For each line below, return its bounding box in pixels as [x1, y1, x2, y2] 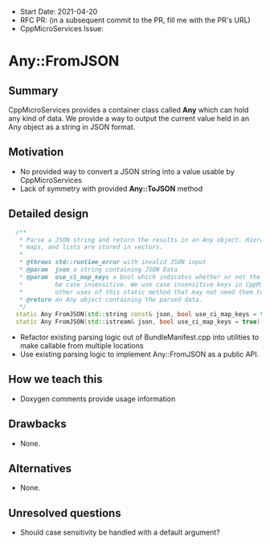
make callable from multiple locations [19, 341, 144, 350]
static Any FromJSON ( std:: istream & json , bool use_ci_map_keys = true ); [15, 318, 264, 326]
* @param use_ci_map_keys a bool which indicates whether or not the [18, 273, 261, 281]
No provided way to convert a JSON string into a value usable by [19, 166, 235, 176]
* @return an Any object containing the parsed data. [18, 295, 203, 303]
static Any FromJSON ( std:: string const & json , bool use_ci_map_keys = [15, 311, 257, 319]
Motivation [8, 145, 64, 159]
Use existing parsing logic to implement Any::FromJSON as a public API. [19, 349, 260, 359]
